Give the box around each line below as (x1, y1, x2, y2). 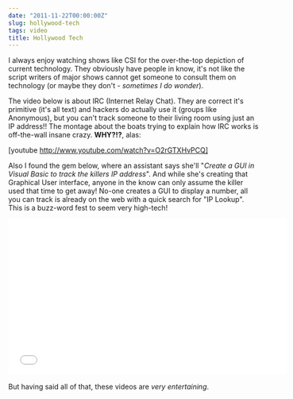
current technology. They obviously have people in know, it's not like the (8, 64, 245, 74)
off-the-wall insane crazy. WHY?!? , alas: (8, 130, 141, 140)
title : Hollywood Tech (8, 33, 83, 42)
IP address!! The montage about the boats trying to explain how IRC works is (8, 122, 259, 131)
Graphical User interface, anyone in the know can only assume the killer (8, 178, 244, 188)
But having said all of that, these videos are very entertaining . (8, 382, 210, 392)
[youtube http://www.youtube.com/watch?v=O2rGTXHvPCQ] (8, 145, 209, 155)
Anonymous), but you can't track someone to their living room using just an (8, 113, 255, 123)
